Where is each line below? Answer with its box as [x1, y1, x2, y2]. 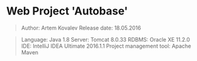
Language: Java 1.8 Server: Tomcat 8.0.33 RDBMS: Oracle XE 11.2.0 [21, 36, 190, 43]
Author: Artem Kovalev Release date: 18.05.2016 [21, 24, 141, 31]
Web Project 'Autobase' [6, 4, 129, 18]
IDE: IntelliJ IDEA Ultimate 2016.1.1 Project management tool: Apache [21, 42, 192, 50]
